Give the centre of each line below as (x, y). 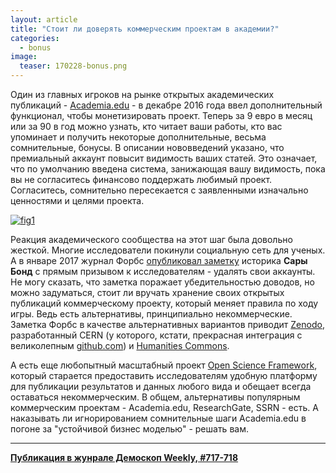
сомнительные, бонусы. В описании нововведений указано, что (147, 147)
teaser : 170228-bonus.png (73, 66)
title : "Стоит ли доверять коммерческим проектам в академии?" (145, 29)
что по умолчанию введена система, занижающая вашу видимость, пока (168, 169)
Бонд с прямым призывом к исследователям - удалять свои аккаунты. (163, 271)
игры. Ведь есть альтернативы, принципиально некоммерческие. (151, 314)
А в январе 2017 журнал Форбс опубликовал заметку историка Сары (159, 260)
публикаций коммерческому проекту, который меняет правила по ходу (164, 303)
